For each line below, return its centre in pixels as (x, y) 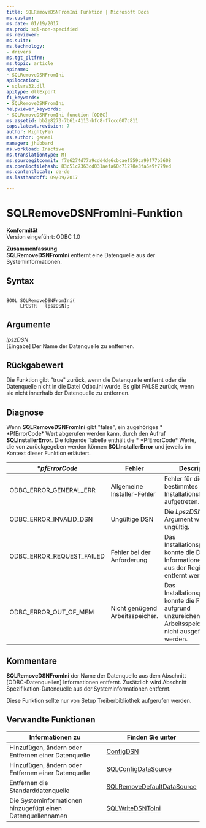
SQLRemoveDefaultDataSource (151, 786)
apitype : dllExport (31, 92)
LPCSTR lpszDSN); (45, 306)
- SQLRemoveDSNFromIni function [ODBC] (57, 115)
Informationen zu (55, 737)
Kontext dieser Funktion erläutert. (48, 453)
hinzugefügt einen (36, 808)
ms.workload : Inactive (35, 149)
